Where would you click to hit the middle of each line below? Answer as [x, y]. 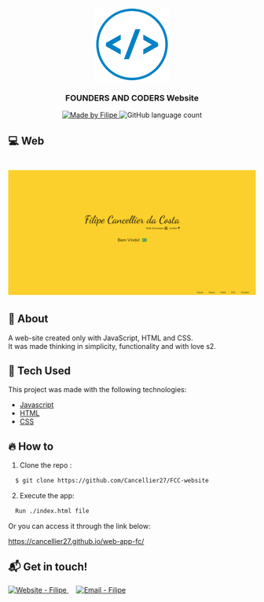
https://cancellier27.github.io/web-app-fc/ [76, 541]
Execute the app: [47, 496]
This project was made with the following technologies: [97, 390]
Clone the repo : [46, 465]
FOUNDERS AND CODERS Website [132, 97]
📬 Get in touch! [48, 567]
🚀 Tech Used [39, 371]
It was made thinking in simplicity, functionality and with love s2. [112, 346]
